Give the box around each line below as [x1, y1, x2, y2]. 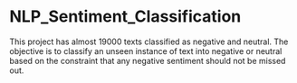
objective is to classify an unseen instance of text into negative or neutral [9, 45, 283, 56]
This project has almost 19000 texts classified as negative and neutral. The [9, 36, 289, 47]
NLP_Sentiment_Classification [9, 6, 242, 27]
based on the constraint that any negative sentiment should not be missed [9, 55, 286, 66]
